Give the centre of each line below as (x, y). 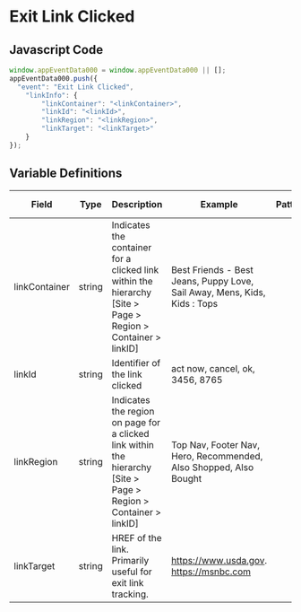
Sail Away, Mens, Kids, (219, 292)
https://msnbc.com (211, 572)
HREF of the (137, 538)
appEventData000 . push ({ (54, 78)
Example (219, 204)
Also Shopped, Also (212, 467)
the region (133, 411)
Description (137, 204)
